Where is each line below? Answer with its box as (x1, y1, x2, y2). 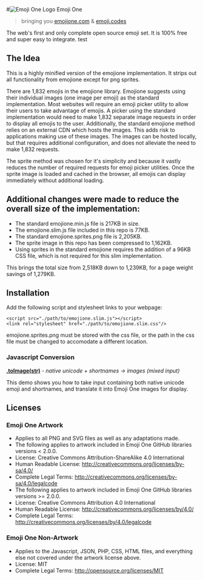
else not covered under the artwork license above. (15, 554, 141, 561)
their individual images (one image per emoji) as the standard (6, 94, 159, 101)
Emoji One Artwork (6, 421, 64, 430)
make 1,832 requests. (6, 146, 60, 153)
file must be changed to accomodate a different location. (6, 338, 148, 345)
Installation (6, 288, 50, 298)
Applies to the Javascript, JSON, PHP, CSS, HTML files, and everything (15, 547, 193, 555)
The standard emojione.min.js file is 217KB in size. (15, 220, 141, 227)
